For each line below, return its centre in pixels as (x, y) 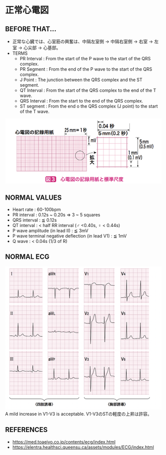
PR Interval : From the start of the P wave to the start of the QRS (85, 58)
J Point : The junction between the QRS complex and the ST (81, 80)
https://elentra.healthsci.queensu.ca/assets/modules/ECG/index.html (83, 447)
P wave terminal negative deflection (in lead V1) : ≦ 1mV (69, 236)
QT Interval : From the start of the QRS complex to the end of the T (88, 90)
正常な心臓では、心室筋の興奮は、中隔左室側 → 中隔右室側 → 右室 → (83, 41)
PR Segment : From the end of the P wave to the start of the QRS (86, 69)
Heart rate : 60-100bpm (37, 210)
